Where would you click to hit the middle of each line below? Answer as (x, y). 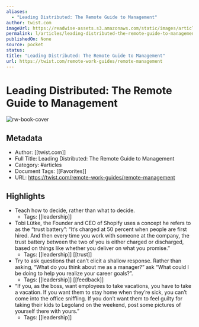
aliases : (17, 12)
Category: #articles (38, 165)
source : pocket (25, 45)
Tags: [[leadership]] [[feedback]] (64, 280)
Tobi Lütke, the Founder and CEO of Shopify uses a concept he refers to (103, 223)
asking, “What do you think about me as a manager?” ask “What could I (102, 267)
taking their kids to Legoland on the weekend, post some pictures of (98, 305)
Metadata (24, 138)
